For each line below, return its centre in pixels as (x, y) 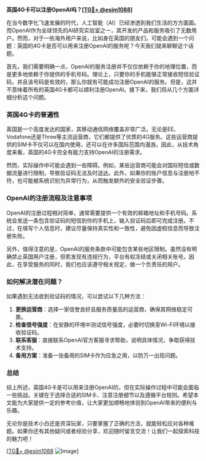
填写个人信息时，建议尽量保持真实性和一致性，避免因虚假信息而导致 (108, 228)
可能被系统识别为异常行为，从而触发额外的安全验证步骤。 (95, 181)
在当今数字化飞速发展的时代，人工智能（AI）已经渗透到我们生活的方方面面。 (103, 23)
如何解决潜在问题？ (35, 282)
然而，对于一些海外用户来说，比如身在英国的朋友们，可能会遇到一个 (103, 38)
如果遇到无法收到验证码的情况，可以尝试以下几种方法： (76, 296)
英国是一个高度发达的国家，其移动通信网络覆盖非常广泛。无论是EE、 (93, 129)
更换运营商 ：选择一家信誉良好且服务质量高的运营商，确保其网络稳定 (101, 309)
